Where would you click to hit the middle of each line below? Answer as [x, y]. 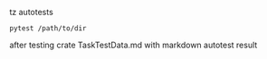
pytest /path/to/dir [48, 29]
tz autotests [32, 12]
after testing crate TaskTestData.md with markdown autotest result [133, 45]
